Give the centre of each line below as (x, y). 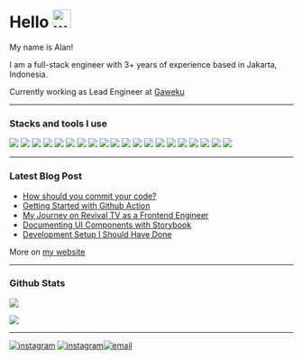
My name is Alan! (41, 47)
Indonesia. (29, 74)
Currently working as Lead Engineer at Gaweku (97, 91)
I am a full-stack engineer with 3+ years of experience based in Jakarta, (143, 64)
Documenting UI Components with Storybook (107, 225)
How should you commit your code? (89, 196)
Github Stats (37, 283)
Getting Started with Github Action (86, 205)
